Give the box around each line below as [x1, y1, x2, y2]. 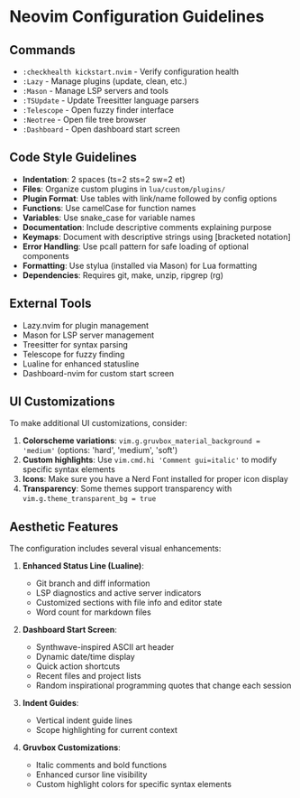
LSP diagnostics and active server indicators [35, 588, 202, 598]
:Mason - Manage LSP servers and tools [22, 86, 169, 96]
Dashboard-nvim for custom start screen [22, 367, 174, 378]
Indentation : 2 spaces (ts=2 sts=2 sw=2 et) [22, 173, 186, 184]
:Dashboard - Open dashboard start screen [22, 124, 180, 135]
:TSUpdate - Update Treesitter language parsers [22, 95, 200, 106]
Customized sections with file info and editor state [35, 598, 223, 608]
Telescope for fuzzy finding [22, 348, 125, 359]
